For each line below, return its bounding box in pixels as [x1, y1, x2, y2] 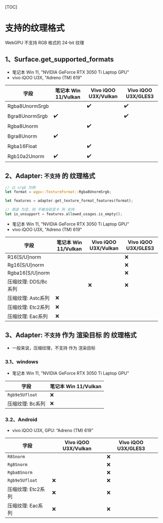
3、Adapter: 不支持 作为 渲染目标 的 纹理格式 [5, 331, 137, 339]
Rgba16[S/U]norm [7, 269, 50, 276]
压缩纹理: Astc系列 [7, 295, 50, 301]
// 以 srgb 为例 [5, 185, 36, 190]
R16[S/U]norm [7, 253, 41, 260]
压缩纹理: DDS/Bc [7, 278, 48, 285]
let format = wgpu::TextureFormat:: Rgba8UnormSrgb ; [5, 189, 112, 194]
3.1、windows [5, 358, 39, 365]
